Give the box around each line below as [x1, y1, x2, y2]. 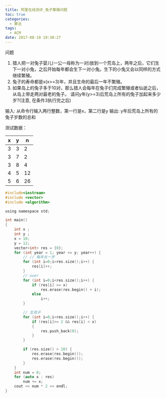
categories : [5, 16, 30, 21]
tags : [5, 26, 16, 31]
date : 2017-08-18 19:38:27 [5, 35, 61, 40]
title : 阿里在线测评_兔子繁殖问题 [5, 7, 68, 12]
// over [23, 273, 39, 278]
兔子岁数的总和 [5, 114, 36, 120]
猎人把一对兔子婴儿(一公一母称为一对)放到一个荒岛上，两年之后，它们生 [12, 60, 160, 66]
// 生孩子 [23, 310, 41, 315]
